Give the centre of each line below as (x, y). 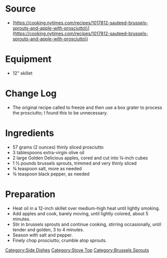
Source (21, 9)
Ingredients (30, 133)
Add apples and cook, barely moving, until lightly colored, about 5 (80, 213)
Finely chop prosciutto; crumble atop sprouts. (59, 240)
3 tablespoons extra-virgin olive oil (48, 152)
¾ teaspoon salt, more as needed (47, 168)
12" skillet (22, 73)
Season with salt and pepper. (43, 235)
